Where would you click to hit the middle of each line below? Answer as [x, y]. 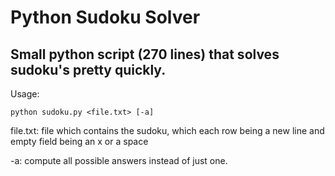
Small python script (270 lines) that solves [145, 54]
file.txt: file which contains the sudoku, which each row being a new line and [167, 130]
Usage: [25, 94]
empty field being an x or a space [79, 141]
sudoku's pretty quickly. [88, 69]
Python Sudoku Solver [105, 17]
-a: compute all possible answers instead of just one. [119, 160]
